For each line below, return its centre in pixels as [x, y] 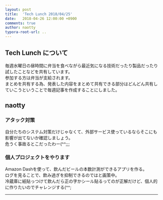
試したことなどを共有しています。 [39, 71]
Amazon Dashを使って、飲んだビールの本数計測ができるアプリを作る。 [76, 169]
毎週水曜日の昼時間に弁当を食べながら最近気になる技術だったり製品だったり [81, 66]
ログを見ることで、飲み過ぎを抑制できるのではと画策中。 [62, 175]
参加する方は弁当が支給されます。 [39, 78]
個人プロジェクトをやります [37, 157]
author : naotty [20, 28]
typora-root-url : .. [26, 32]
